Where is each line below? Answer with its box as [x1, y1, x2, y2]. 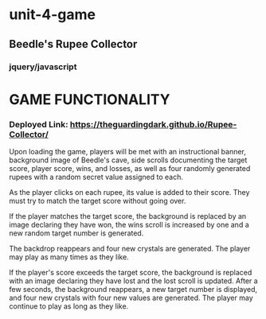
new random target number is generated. [9, 228, 144, 238]
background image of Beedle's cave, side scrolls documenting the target [9, 155, 248, 165]
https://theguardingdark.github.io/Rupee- [69, 119, 237, 130]
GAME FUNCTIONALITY [9, 90, 170, 108]
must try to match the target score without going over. [9, 196, 186, 205]
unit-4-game [9, 6, 96, 24]
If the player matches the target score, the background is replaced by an [9, 211, 247, 220]
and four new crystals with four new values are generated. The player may [9, 293, 253, 302]
